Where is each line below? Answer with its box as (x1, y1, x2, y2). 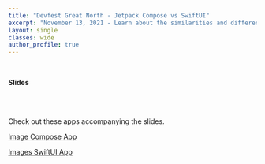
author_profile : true (8, 41, 80, 49)
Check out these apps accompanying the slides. (8, 117, 165, 126)
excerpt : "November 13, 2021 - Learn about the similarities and (8, 19, 227, 27)
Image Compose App (8, 132, 77, 142)
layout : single (8, 26, 58, 34)
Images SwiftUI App (8, 147, 73, 157)
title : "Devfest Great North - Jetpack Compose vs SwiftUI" (8, 11, 211, 20)
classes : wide (8, 33, 55, 42)
